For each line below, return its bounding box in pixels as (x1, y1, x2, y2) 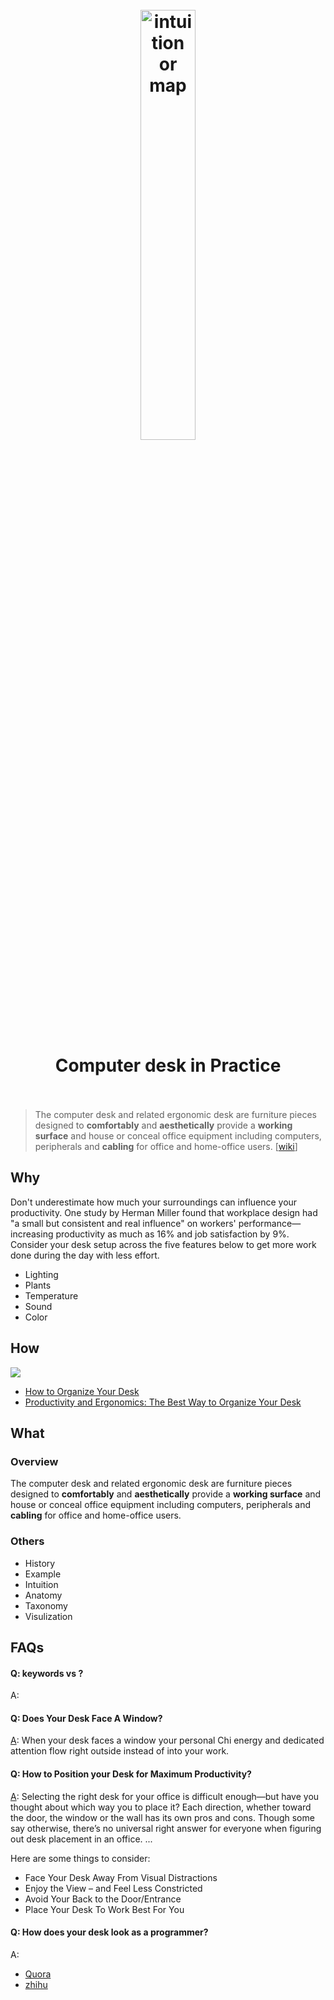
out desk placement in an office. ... (10, 1833, 153, 1845)
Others (10, 1534, 45, 1548)
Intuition (24, 1578, 59, 1590)
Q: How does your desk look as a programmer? (10, 1926, 209, 1938)
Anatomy (24, 1589, 63, 1601)
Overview (10, 1454, 59, 1468)
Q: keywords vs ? (10, 1667, 84, 1679)
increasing (10, 1228, 54, 1240)
